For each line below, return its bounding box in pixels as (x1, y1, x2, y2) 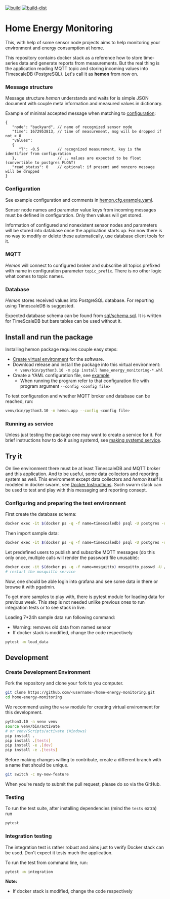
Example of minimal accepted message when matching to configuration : (5, 110, 156, 116)
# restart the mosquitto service (5, 569, 76, 574)
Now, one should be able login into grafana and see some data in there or (5, 578, 158, 584)
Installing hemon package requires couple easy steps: (5, 346, 118, 352)
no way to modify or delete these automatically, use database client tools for (5, 233, 164, 239)
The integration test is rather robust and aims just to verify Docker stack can (5, 844, 164, 850)
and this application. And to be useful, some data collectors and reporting (5, 471, 159, 477)
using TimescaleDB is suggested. (5, 303, 75, 309)
